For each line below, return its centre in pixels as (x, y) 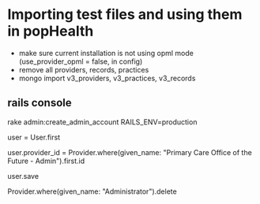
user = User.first (34, 137)
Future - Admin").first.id (46, 161)
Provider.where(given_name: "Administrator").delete (92, 191)
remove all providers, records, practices (84, 69)
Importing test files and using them (125, 15)
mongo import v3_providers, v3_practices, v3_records (107, 78)
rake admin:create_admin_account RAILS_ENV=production (102, 122)
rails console (40, 103)
